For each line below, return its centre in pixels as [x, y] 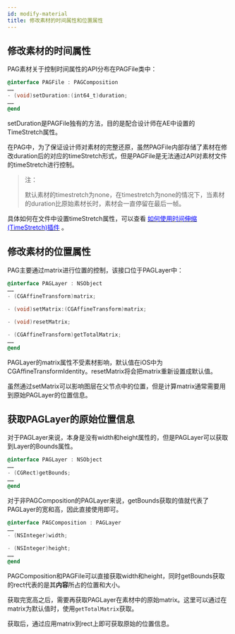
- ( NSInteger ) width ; [38, 536]
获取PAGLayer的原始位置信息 [71, 419]
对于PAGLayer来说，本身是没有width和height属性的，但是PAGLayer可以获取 [118, 438]
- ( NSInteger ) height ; [39, 549]
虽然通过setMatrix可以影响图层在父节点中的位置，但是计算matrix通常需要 [114, 386]
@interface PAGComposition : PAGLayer [64, 522]
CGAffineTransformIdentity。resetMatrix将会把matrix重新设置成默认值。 [112, 371]
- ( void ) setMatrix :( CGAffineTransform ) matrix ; [77, 309]
